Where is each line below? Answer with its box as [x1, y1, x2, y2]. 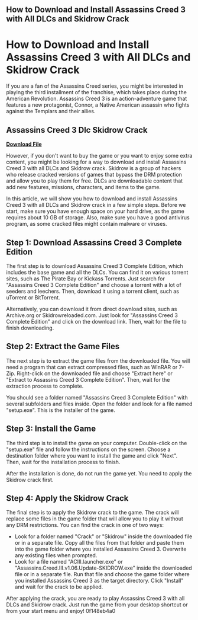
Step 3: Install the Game [6, 424, 96, 434]
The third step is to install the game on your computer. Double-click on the [6, 439, 187, 446]
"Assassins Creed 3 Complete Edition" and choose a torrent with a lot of [6, 281, 181, 288]
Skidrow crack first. [6, 476, 54, 483]
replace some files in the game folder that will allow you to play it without [6, 515, 183, 522]
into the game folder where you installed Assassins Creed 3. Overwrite [14, 545, 187, 553]
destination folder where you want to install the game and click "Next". [6, 452, 178, 459]
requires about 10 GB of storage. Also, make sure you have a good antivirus [6, 214, 190, 221]
